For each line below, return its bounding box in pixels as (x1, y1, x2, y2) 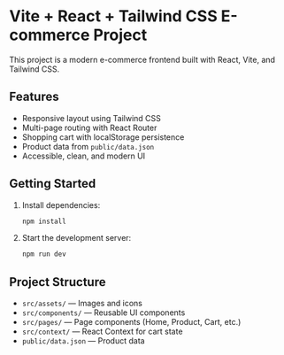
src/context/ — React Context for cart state (21, 326, 183, 337)
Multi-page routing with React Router (21, 122, 157, 133)
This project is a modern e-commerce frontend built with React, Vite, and (9, 54, 276, 65)
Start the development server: (21, 233, 132, 243)
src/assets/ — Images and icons (21, 298, 143, 309)
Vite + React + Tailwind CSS (9, 6, 219, 27)
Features (9, 89, 59, 104)
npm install (21, 217, 66, 226)
